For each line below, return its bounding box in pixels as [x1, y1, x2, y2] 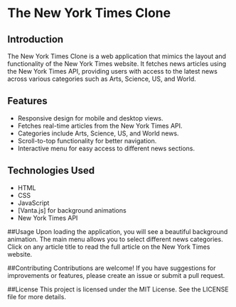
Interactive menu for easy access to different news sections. [17, 144, 195, 152]
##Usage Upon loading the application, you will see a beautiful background [7, 227, 228, 235]
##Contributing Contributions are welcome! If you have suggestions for [7, 264, 216, 272]
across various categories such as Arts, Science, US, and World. [7, 74, 197, 83]
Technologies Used [7, 164, 95, 177]
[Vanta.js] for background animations [17, 206, 127, 214]
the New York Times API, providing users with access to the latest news [7, 67, 218, 75]
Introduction [7, 33, 64, 45]
